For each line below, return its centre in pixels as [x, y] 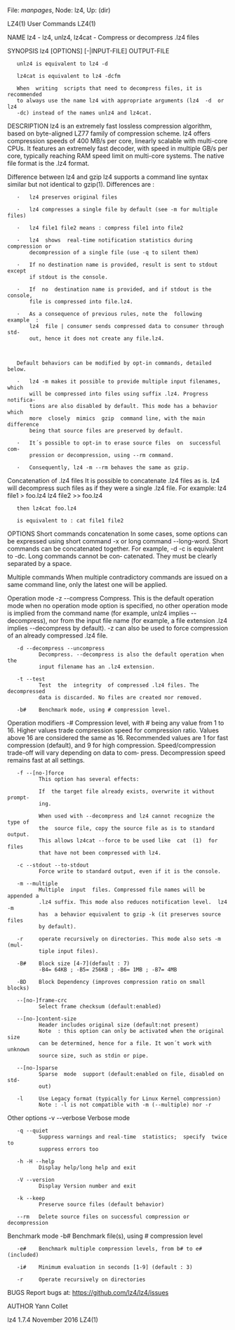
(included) [23, 1255]
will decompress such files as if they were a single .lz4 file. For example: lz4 [117, 488]
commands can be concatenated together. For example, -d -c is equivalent [115, 548]
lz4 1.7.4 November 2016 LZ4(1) [53, 1320]
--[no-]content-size [47, 1019]
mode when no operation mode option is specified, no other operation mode [117, 606]
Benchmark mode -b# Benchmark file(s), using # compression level [105, 1236]
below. [17, 369]
